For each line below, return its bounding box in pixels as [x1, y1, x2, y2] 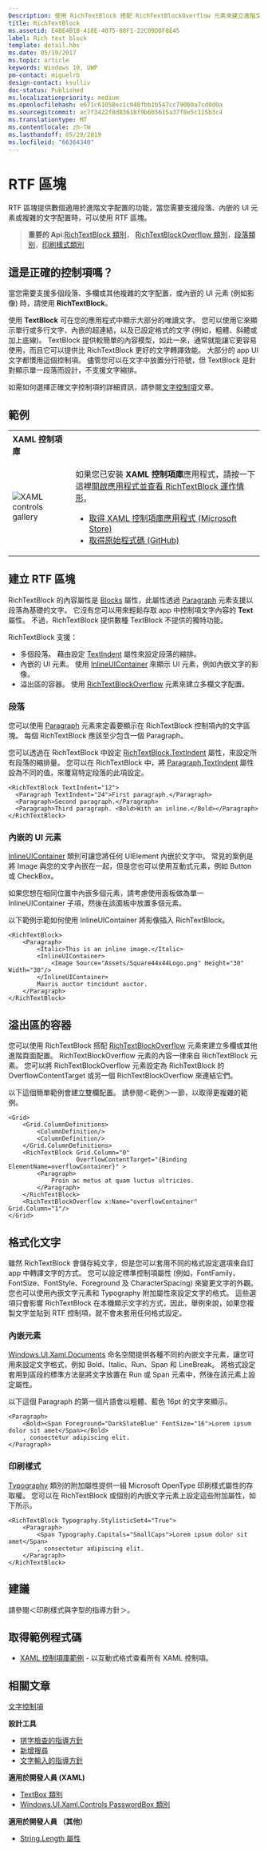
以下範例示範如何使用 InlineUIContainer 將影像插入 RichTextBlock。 [8, 915, 230, 925]
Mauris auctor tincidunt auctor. [37, 981, 148, 989]
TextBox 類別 [19, 1789, 63, 1800]
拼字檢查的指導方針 [19, 1736, 84, 1745]
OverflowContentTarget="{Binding [76, 1156, 187, 1164]
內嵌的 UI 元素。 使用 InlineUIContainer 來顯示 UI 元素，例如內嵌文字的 [19, 659, 252, 669]
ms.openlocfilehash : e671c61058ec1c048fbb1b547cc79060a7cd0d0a [8, 101, 223, 109]
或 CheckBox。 [8, 871, 58, 881]
